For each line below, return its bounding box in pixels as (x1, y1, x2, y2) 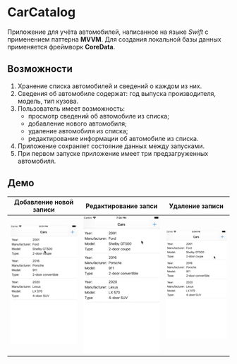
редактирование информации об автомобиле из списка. (28, 134, 199, 142)
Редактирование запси (85, 202, 158, 210)
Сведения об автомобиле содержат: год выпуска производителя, (17, 89, 217, 97)
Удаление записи (169, 202, 224, 210)
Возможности (7, 63, 73, 75)
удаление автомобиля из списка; (28, 126, 128, 135)
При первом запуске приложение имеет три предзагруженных (17, 149, 209, 157)
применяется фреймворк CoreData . (7, 42, 116, 51)
